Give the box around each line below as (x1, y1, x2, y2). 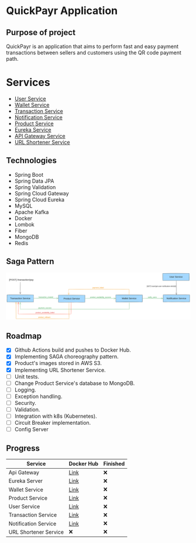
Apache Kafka (14, 208, 49, 215)
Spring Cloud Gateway (14, 190, 69, 197)
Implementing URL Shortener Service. (14, 366, 106, 373)
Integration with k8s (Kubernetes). (14, 413, 98, 420)
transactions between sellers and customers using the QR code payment (6, 49, 181, 56)
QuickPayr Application (6, 4, 118, 18)
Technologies (6, 156, 57, 166)
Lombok (14, 221, 35, 228)
